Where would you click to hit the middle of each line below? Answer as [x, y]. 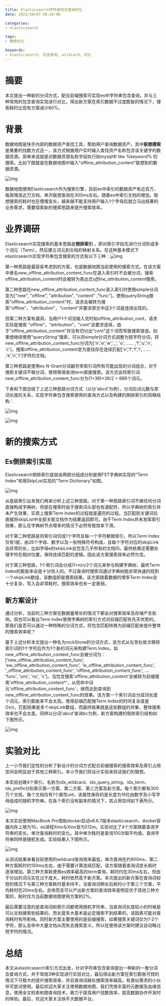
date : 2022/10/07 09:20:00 [33, 14]
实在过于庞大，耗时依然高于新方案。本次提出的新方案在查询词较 [96, 878]
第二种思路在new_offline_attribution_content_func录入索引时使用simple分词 [82, 289]
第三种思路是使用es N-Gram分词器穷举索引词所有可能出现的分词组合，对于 [81, 366]
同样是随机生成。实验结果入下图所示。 [53, 839]
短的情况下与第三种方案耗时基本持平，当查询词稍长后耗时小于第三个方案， [81, 884]
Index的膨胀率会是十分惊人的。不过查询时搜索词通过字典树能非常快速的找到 [82, 571]
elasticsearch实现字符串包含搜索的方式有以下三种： [58, 256]
